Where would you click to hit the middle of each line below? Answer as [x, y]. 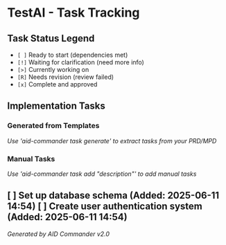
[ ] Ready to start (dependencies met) [72, 55]
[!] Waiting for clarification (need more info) [80, 62]
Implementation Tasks [56, 106]
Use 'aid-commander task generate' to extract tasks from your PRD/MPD [112, 140]
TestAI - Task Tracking [73, 13]
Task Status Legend [51, 38]
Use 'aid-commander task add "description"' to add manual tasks [102, 174]
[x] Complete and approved [57, 84]
